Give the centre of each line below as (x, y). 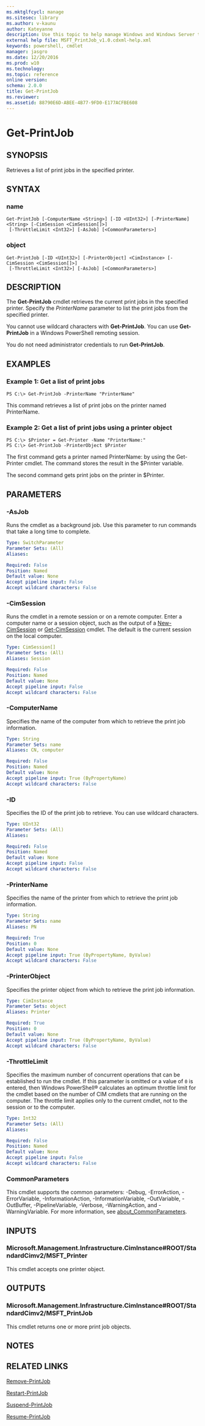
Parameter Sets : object (37, 1006)
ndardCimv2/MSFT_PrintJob (49, 1313)
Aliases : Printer (28, 1012)
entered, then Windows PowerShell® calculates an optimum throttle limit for (101, 1087)
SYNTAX (23, 189)
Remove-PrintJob (28, 1381)
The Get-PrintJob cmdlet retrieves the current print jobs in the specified (97, 302)
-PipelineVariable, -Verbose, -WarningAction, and (95, 1205)
